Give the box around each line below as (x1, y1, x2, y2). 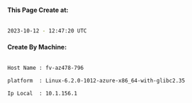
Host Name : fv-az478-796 (7, 64, 84, 72)
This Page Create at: (7, 6, 69, 14)
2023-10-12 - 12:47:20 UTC (7, 28, 87, 35)
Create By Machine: (7, 42, 67, 51)
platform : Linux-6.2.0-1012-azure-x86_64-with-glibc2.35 (7, 78, 186, 85)
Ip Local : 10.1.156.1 (7, 90, 78, 97)
